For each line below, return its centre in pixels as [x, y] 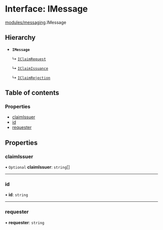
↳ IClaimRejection [31, 77]
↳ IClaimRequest [29, 59]
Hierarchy [20, 38]
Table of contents [32, 93]
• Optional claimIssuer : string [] [38, 167]
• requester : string [25, 222]
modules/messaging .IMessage [36, 22]
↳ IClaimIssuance [30, 68]
